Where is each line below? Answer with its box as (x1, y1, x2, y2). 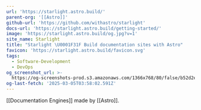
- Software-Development (11, 58, 71, 64)
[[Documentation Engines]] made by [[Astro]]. (6, 97, 120, 104)
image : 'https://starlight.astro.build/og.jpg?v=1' (6, 31, 138, 37)
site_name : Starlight (6, 36, 60, 42)
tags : (6, 53, 20, 59)
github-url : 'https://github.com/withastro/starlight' (6, 20, 146, 26)
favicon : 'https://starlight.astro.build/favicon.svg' (6, 48, 146, 54)
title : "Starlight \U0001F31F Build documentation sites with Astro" (6, 42, 184, 48)
